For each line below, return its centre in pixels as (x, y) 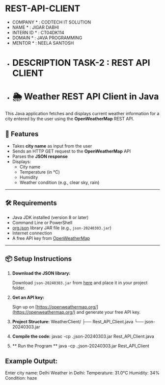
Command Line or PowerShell (42, 222)
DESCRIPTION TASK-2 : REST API (81, 63)
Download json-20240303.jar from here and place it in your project (80, 282)
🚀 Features (22, 134)
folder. (19, 288)
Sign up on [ (25, 307)
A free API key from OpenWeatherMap (51, 238)
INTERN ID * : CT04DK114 (38, 32)
